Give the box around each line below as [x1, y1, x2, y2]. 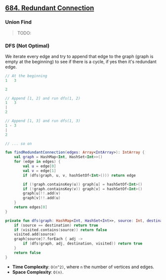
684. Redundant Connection [5, 4, 94, 12]
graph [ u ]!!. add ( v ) [23, 191, 61, 196]
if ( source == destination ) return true [14, 223, 98, 228]
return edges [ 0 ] [14, 205, 48, 210]
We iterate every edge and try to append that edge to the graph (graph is [5, 53, 154, 59]
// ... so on [5, 141, 32, 146]
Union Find [5, 19, 32, 26]
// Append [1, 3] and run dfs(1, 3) [5, 118, 81, 124]
